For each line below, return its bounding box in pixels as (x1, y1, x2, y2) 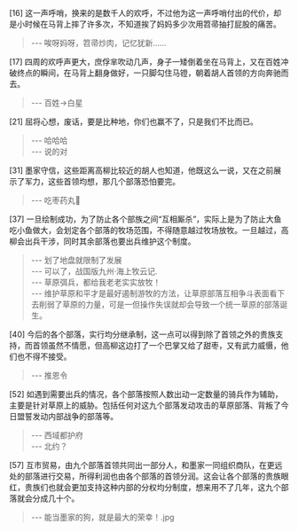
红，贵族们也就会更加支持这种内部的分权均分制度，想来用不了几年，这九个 (9, 482, 281, 492)
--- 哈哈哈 (30, 136, 68, 145)
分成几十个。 (32, 493, 80, 504)
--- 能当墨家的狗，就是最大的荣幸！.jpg (30, 512, 175, 522)
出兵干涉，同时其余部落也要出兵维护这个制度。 (24, 236, 196, 246)
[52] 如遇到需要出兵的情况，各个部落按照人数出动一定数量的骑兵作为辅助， (9, 389, 283, 399)
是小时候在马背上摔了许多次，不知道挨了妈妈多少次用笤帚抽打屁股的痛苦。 (9, 19, 281, 29)
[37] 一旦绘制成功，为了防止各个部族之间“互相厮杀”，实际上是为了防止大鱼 (9, 214, 282, 224)
